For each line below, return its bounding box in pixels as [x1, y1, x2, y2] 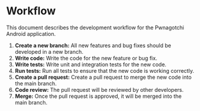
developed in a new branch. [14, 48, 84, 55]
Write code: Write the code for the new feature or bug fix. [14, 54, 158, 61]
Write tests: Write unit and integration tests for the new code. [14, 61, 167, 68]
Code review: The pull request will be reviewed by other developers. [14, 86, 184, 93]
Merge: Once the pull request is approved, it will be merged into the [14, 92, 182, 100]
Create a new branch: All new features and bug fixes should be [14, 42, 171, 49]
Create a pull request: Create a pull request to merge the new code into [14, 73, 192, 81]
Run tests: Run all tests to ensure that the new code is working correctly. [14, 67, 195, 74]
